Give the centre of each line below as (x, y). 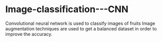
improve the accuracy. (29, 34)
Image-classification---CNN (67, 9)
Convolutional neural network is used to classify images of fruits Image (80, 23)
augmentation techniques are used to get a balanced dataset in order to (81, 28)
